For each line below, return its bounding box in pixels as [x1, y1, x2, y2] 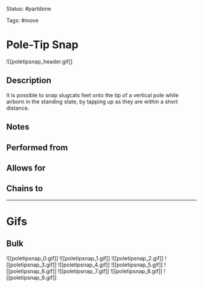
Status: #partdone [6, 5, 51, 12]
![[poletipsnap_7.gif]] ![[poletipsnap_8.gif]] [57, 267, 163, 274]
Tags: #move [6, 17, 39, 24]
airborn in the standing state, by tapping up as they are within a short [6, 98, 178, 105]
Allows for [6, 163, 46, 173]
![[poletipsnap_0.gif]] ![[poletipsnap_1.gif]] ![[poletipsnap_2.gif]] [6, 254, 164, 262]
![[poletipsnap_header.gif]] [6, 57, 73, 65]
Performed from [6, 142, 68, 153]
